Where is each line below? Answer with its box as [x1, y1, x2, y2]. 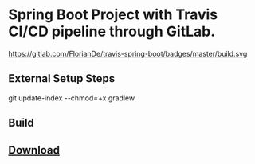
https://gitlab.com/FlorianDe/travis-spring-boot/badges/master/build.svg [8, 49, 248, 58]
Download [8, 143, 60, 157]
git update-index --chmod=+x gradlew [8, 93, 135, 103]
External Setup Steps [8, 72, 116, 85]
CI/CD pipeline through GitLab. [8, 22, 216, 41]
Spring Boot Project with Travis [8, 6, 218, 24]
